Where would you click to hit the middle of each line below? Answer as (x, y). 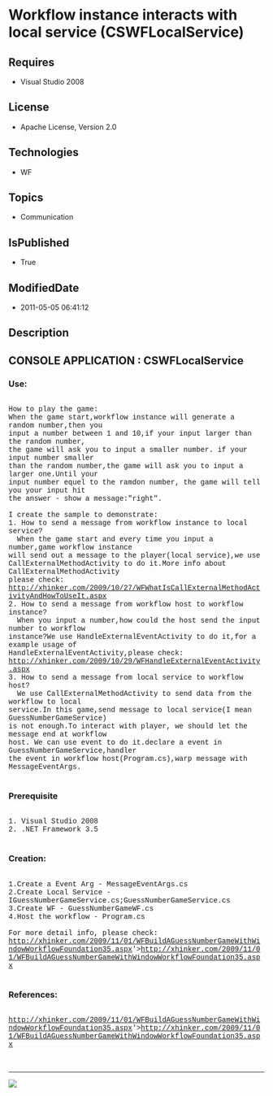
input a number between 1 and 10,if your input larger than (130, 434)
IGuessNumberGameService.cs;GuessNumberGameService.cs (119, 900)
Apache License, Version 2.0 (68, 127)
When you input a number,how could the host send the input (139, 621)
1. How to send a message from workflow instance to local (128, 523)
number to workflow (47, 629)
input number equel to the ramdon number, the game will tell (134, 483)
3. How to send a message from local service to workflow (126, 678)
